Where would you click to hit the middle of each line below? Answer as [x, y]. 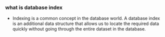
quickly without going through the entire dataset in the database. [79, 29]
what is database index [34, 7]
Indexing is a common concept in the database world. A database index [86, 18]
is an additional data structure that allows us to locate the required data [85, 23]
